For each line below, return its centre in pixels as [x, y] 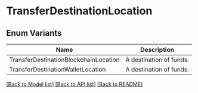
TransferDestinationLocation [79, 11]
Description [157, 50]
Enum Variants [34, 33]
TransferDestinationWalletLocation [58, 69]
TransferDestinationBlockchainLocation [64, 60]
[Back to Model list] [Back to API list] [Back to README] [75, 84]
